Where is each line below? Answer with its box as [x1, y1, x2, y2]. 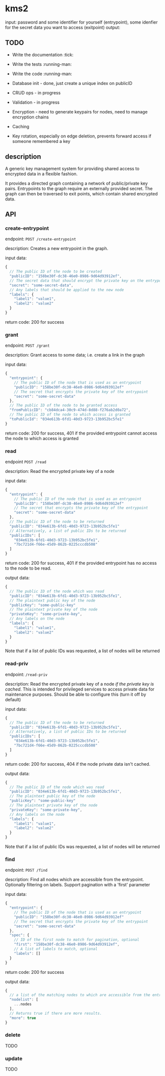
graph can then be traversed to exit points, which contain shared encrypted [5, 191, 158, 196]
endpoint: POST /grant [5, 342, 50, 349]
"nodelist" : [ [9, 997, 38, 1002]
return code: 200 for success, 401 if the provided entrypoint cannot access [5, 430, 157, 436]
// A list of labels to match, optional [14, 946, 98, 952]
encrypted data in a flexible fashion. [5, 170, 78, 177]
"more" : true [9, 1015, 36, 1021]
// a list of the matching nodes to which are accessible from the [9, 993, 151, 997]
